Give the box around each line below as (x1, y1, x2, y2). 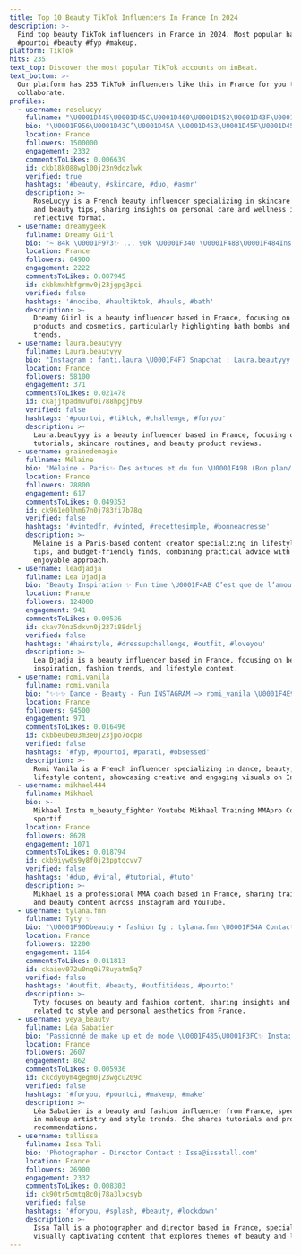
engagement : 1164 (25, 948, 90, 957)
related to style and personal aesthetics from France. (32, 1006, 246, 1015)
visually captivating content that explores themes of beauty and (32, 1232, 287, 1241)
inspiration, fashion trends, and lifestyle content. (32, 664, 239, 673)
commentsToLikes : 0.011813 (25, 956, 126, 965)
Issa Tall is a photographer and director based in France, (32, 1223, 262, 1233)
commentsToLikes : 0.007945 (25, 272, 126, 281)
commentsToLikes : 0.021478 (25, 389, 126, 398)
